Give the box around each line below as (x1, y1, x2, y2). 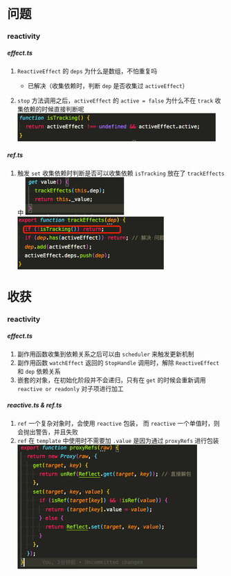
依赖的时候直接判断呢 (23, 105, 84, 114)
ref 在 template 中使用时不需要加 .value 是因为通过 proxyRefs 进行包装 (17, 437, 219, 445)
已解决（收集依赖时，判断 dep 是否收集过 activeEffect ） (27, 82, 189, 90)
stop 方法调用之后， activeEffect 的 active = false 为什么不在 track (17, 96, 214, 105)
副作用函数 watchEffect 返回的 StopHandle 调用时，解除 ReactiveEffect (17, 359, 220, 367)
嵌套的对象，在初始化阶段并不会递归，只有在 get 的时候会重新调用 (17, 376, 206, 384)
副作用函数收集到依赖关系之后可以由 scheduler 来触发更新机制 (17, 350, 195, 359)
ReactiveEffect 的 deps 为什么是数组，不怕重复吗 (17, 67, 158, 75)
